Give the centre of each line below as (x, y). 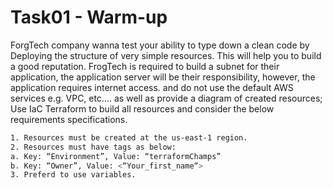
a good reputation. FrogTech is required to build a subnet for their (145, 66)
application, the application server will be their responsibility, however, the (163, 77)
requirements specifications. (69, 119)
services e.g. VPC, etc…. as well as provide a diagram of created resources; (166, 98)
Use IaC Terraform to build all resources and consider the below (142, 108)
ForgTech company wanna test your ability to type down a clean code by (160, 45)
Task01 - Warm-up (89, 17)
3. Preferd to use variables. (73, 175)
